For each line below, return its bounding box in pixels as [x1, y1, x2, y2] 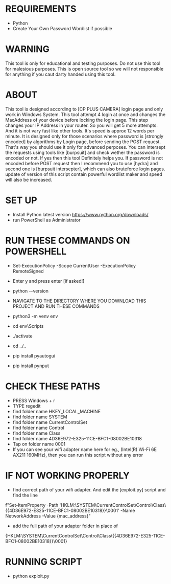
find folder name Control [12, 424, 65, 431]
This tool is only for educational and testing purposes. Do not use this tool [5, 60, 161, 66]
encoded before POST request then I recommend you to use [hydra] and [5, 160, 158, 166]
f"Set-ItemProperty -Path [5, 502, 59, 508]
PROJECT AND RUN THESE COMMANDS [12, 303, 100, 309]
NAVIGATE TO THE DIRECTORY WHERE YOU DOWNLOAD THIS [12, 298, 146, 304]
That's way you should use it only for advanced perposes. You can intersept [5, 144, 166, 150]
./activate [12, 333, 33, 339]
